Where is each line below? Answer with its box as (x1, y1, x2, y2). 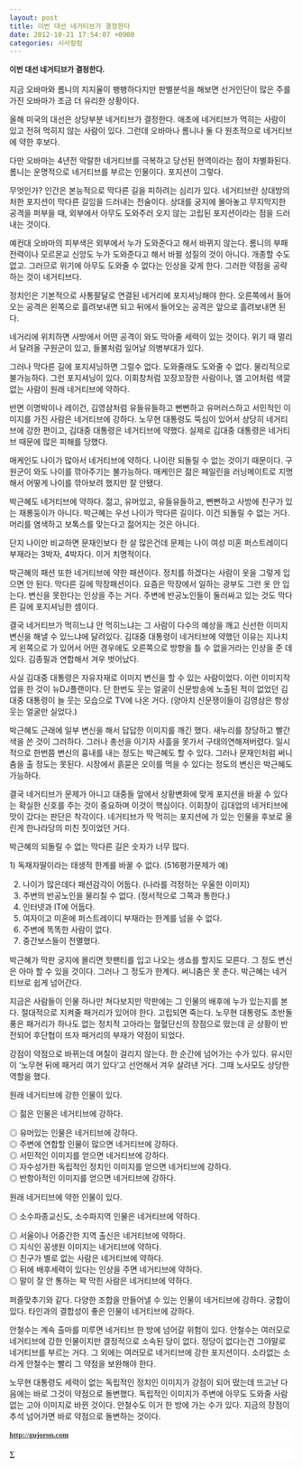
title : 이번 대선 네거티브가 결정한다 (9, 22, 131, 31)
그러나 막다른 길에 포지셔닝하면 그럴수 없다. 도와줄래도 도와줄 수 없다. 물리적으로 (9, 361, 291, 372)
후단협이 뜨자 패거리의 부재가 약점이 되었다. (32, 1030, 186, 1041)
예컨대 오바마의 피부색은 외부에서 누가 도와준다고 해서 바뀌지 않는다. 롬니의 (9, 238, 272, 248)
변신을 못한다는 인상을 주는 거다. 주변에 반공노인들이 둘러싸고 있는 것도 (28, 590, 277, 601)
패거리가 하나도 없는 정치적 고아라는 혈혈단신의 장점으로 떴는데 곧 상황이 (25, 1018, 279, 1030)
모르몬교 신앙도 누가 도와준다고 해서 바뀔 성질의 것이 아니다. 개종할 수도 (40, 249, 291, 260)
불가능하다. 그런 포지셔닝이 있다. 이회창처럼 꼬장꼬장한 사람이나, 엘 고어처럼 (9, 372, 274, 384)
